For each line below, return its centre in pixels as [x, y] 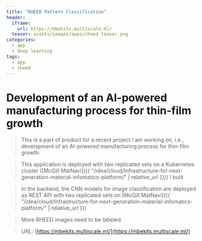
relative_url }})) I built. [158, 177]
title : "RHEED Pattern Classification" [57, 12]
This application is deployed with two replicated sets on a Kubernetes [108, 164]
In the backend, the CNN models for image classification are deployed [109, 189]
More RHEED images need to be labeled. [72, 220]
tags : [13, 57]
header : [16, 17]
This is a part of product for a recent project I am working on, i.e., [103, 140]
